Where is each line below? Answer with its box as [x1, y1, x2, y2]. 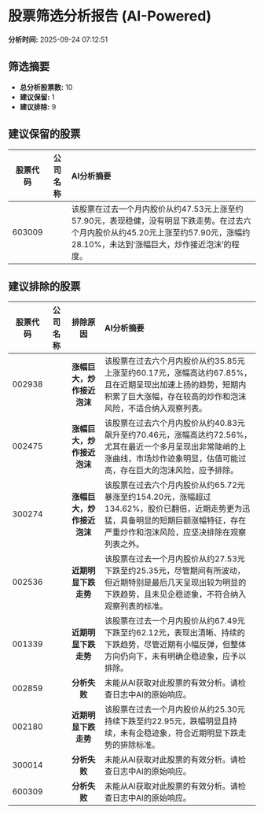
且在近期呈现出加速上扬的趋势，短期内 [104, 379, 247, 390]
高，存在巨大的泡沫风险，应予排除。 [104, 465, 239, 476]
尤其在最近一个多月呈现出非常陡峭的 [104, 442, 239, 453]
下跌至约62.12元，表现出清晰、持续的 [104, 627, 246, 638]
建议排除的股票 [8, 279, 81, 293]
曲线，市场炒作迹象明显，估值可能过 [112, 453, 247, 464]
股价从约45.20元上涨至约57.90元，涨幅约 [94, 227, 251, 238]
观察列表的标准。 [104, 601, 168, 612]
